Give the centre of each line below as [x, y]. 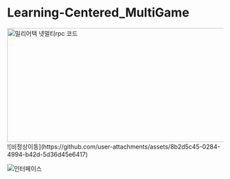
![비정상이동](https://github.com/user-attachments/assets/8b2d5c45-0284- [114, 147]
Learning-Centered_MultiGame [99, 13]
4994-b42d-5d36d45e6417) [47, 154]
